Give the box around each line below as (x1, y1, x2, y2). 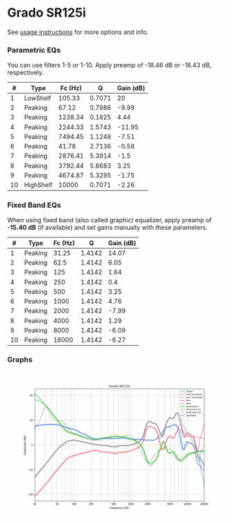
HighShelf (24, 181, 53, 189)
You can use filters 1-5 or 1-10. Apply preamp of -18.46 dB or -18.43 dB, (7, 61, 212, 69)
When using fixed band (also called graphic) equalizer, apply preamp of (7, 216, 212, 224)
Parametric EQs (7, 45, 61, 55)
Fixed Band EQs (7, 200, 61, 210)
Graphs (7, 355, 33, 365)
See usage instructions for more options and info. (7, 28, 149, 36)
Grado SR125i (7, 5, 87, 21)
